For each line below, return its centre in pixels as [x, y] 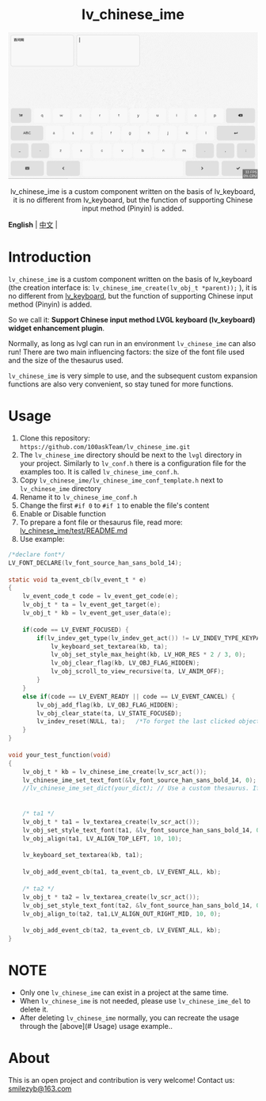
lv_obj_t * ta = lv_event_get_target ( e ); [91, 605]
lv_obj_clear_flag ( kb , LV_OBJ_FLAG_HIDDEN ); [125, 663]
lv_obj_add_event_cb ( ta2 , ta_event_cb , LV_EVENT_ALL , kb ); [122, 931]
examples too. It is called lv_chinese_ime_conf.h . [99, 471]
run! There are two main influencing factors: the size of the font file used [127, 352]
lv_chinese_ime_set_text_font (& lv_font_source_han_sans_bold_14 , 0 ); [140, 780]
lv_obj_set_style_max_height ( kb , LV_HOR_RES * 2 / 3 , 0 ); [148, 655]
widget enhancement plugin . [57, 328]
